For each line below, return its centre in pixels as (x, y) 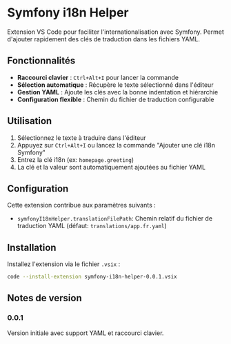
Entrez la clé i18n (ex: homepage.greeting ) (76, 159)
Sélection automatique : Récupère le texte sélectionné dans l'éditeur (115, 85)
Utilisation (30, 121)
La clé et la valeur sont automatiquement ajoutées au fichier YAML (111, 167)
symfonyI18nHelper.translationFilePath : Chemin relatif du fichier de (114, 219)
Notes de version (45, 298)
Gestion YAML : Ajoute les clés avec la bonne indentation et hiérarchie (118, 92)
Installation (32, 247)
